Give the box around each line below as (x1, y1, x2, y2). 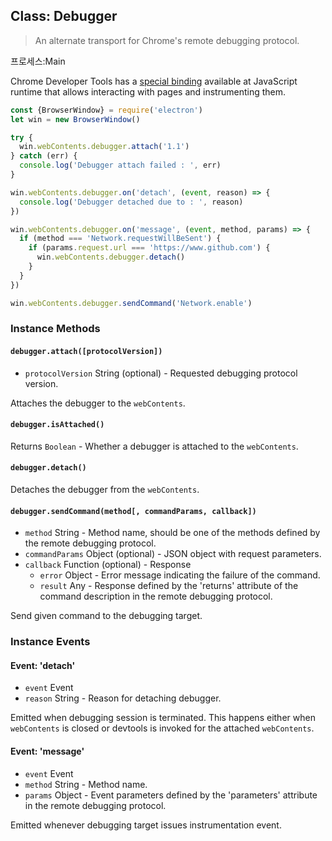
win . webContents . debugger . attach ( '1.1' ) (19, 142, 190, 152)
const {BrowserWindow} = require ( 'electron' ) (10, 105, 203, 115)
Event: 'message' (10, 745, 85, 758)
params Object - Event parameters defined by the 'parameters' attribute (24, 789, 318, 801)
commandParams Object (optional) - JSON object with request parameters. (24, 548, 322, 560)
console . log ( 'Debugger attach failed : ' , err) (19, 160, 222, 171)
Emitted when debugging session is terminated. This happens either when (10, 712, 316, 724)
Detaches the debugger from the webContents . (10, 484, 200, 496)
